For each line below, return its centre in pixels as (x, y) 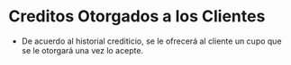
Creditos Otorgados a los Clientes (137, 16)
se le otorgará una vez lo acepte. (82, 50)
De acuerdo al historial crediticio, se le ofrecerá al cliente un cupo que (151, 41)
